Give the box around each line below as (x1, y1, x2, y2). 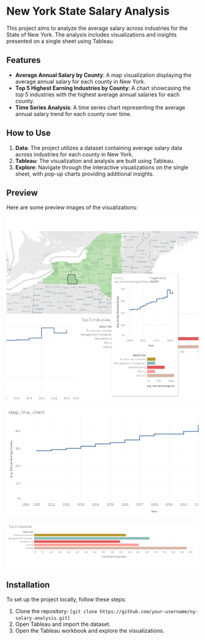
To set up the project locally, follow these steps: (6, 596, 127, 603)
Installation (6, 580, 50, 590)
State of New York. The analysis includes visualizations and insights (6, 31, 177, 38)
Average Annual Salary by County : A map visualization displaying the (15, 71, 192, 79)
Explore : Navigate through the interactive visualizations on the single (15, 164, 189, 171)
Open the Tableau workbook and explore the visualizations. (15, 627, 165, 635)
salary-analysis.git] (15, 615, 70, 622)
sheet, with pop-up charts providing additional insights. (15, 170, 154, 178)
